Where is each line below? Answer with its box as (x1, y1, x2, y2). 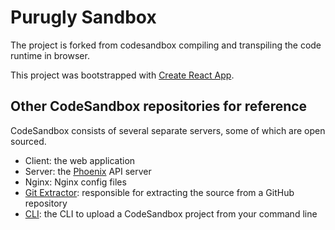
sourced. (10, 135, 47, 147)
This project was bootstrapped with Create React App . (10, 69, 235, 81)
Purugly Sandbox (10, 6, 157, 29)
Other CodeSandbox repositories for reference (10, 98, 308, 115)
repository (24, 197, 68, 209)
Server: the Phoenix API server (24, 165, 152, 177)
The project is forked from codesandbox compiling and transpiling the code (10, 39, 322, 51)
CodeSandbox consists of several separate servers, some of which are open (10, 124, 326, 136)
